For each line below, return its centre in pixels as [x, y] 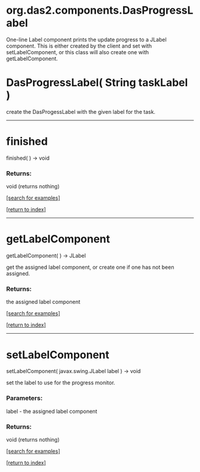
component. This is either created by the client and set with [79, 46]
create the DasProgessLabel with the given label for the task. [81, 111]
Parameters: [24, 398]
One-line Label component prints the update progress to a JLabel [86, 39]
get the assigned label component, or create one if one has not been [90, 267]
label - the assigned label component [52, 411]
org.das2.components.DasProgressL [100, 10]
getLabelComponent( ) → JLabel [46, 256]
